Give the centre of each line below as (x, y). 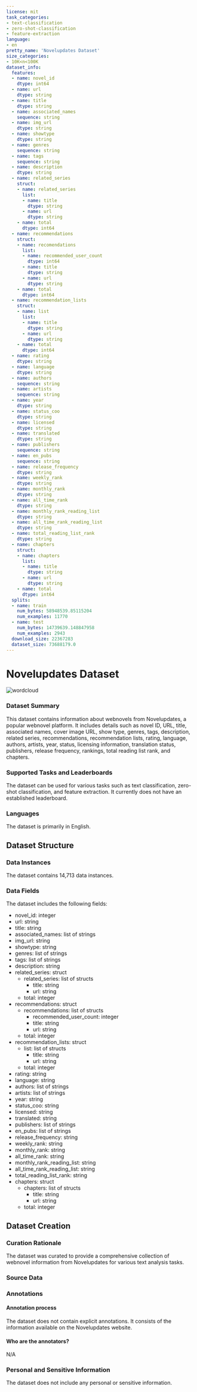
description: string (37, 966)
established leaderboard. (37, 798)
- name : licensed (33, 422)
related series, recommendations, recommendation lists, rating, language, (97, 738)
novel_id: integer (35, 915)
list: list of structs (45, 1049)
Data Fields (23, 891)
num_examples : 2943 (41, 633)
